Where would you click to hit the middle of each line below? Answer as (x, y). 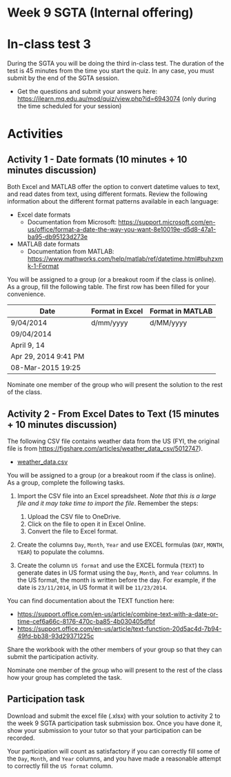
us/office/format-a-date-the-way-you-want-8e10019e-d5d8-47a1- (122, 230)
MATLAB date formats (49, 244)
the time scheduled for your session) (69, 106)
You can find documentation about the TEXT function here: (91, 600)
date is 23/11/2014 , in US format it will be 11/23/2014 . (92, 587)
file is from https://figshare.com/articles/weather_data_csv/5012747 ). (105, 448)
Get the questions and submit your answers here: (87, 92)
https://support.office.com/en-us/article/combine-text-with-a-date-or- (118, 614)
